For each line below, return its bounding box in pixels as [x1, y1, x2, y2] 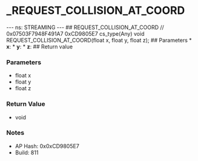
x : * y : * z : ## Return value [6, 43, 73, 50]
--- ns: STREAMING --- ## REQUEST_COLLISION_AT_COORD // [6, 24, 165, 31]
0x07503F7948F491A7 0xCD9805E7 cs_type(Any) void [6, 30, 145, 37]
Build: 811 [15, 149, 39, 156]
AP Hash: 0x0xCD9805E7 [15, 142, 80, 149]
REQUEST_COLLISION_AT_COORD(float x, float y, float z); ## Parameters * [6, 36, 192, 44]
